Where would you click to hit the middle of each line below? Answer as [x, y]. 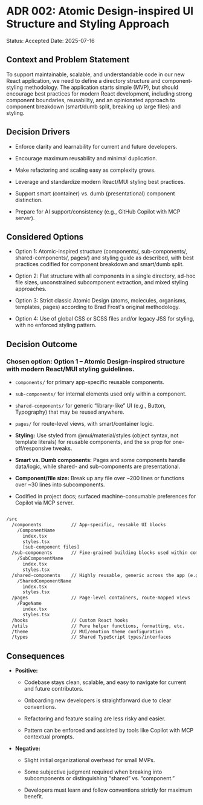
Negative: [27, 749]
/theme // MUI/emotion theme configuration [88, 631]
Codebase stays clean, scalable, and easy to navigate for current [105, 682]
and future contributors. [54, 689]
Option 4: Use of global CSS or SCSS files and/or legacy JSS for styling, [105, 319]
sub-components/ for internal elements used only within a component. [101, 394]
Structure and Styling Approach [88, 24]
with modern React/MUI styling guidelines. [70, 369]
